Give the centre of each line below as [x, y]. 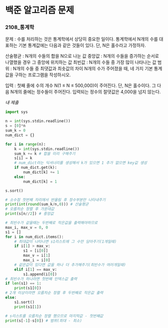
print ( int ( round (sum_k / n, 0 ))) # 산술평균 [47, 204]
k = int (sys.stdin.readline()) [47, 149]
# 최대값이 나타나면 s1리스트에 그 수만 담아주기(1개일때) [65, 242]
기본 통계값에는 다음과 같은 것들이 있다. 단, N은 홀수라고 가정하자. [82, 45]
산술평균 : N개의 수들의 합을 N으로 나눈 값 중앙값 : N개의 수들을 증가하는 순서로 [82, 56]
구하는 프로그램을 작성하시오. [43, 75]
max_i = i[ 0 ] [37, 260]
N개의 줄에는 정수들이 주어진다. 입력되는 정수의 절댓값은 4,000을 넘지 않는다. [86, 92]
